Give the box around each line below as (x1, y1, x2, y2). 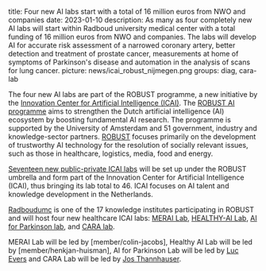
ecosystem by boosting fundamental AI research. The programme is (8, 115, 232, 124)
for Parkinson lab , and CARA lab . (8, 222, 115, 231)
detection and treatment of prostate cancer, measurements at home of (8, 49, 239, 58)
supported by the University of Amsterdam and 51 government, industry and (8, 123, 258, 133)
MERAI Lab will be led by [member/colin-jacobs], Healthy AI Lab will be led (8, 238, 253, 246)
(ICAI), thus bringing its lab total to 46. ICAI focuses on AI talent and (8, 181, 229, 190)
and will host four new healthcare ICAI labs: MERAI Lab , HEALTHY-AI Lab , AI (8, 214, 258, 223)
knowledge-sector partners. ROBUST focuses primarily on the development (8, 132, 256, 141)
